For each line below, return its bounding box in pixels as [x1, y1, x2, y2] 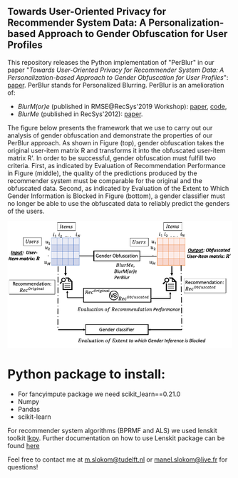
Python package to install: [7, 366, 166, 382]
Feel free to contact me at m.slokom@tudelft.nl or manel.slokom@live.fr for [7, 455, 228, 464]
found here [7, 441, 40, 450]
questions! [7, 462, 38, 471]
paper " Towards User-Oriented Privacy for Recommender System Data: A [7, 66, 224, 74]
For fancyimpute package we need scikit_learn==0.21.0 [17, 390, 181, 398]
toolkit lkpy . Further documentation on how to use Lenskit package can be [7, 434, 225, 442]
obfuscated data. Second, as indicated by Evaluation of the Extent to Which [7, 184, 229, 192]
